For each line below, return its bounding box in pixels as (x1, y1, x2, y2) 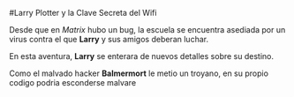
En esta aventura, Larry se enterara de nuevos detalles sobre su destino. (9, 51, 274, 61)
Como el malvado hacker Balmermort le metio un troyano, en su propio (9, 68, 269, 78)
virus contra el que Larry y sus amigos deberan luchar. (9, 34, 209, 44)
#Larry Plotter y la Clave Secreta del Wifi (9, 8, 157, 18)
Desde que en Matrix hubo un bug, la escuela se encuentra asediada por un (9, 25, 286, 34)
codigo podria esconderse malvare (9, 78, 137, 87)
